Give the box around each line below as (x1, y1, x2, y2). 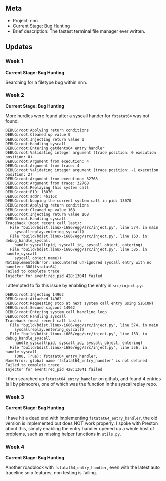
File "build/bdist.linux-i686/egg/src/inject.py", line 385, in (10, 247, 147, 252)
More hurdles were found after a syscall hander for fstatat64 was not (5, 113, 150, 119)
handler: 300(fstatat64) (5, 264, 57, 269)
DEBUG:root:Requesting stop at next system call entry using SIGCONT (5, 301, 154, 306)
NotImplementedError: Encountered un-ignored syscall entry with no (5, 260, 152, 265)
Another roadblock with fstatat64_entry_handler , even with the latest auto (5, 464, 160, 470)
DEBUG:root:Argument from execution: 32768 (5, 176, 98, 181)
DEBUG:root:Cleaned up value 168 (5, 207, 75, 212)
